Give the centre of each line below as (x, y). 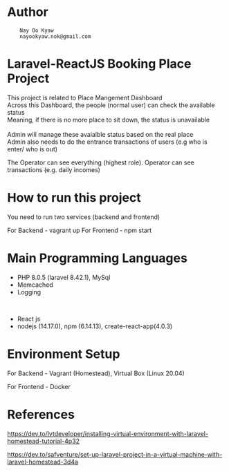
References (41, 414)
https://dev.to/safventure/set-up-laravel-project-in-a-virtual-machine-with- (115, 454)
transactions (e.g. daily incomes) (54, 169)
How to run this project (74, 198)
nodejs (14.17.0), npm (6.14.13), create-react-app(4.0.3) (95, 326)
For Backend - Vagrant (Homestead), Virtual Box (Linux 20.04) (96, 373)
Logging (29, 292)
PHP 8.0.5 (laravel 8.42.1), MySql (64, 277)
